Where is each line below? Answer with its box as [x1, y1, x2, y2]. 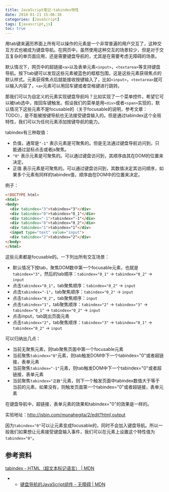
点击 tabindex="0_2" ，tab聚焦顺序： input [12, 295, 98, 301]
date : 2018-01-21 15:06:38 [5, 12, 62, 17]
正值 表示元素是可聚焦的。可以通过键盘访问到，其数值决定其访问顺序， [12, 165, 159, 171]
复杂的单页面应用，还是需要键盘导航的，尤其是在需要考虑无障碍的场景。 [9, 53, 159, 59]
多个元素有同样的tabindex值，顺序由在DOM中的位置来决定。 [17, 172, 143, 178]
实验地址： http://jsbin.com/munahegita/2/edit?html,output [5, 411, 126, 417]
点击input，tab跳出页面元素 [12, 313, 69, 319]
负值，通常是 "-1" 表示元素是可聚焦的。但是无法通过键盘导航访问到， [12, 140, 155, 146]
